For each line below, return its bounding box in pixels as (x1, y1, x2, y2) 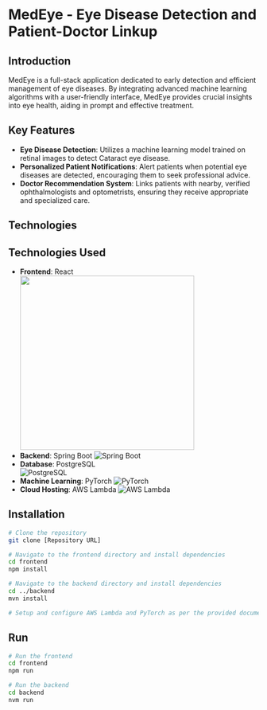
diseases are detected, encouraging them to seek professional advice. (19, 170, 250, 180)
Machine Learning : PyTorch (19, 476, 113, 486)
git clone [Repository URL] (8, 536, 102, 544)
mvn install (8, 595, 48, 603)
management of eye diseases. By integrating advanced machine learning (8, 84, 248, 93)
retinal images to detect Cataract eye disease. (19, 153, 171, 162)
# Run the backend (8, 681, 69, 689)
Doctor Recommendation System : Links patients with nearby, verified (19, 178, 250, 188)
